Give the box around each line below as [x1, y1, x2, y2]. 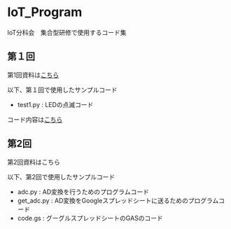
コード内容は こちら [7, 115, 63, 123]
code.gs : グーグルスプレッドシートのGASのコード [17, 214, 163, 222]
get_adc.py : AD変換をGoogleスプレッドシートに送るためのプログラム [17, 196, 219, 204]
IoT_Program [7, 4, 83, 20]
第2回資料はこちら [7, 158, 61, 166]
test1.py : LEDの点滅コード [17, 100, 94, 109]
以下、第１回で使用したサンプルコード [7, 85, 118, 94]
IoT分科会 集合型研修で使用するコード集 [7, 28, 127, 36]
